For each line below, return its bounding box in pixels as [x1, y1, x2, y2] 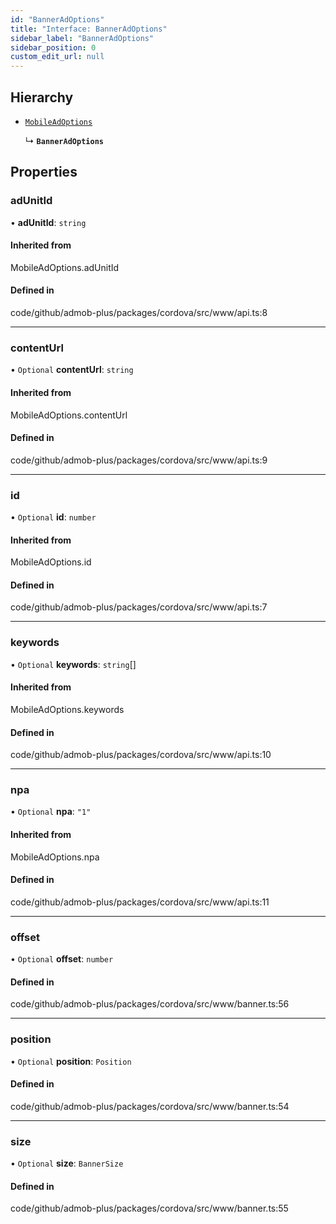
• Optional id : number [10, 511, 97, 523]
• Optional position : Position [10, 1055, 132, 1067]
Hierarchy [10, 89, 74, 106]
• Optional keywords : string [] [10, 658, 137, 670]
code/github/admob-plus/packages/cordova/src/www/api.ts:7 [10, 601, 268, 613]
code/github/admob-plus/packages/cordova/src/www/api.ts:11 [10, 896, 270, 908]
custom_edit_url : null [10, 52, 105, 62]
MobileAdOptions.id [10, 556, 92, 568]
